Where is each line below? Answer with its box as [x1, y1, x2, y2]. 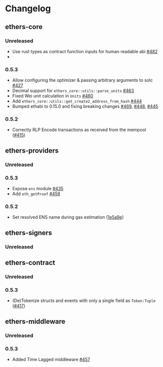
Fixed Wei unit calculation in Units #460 [12, 93, 93, 99]
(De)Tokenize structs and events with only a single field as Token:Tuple [12, 298, 156, 303]
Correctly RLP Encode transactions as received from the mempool [12, 127, 146, 133]
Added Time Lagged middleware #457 [12, 356, 90, 362]
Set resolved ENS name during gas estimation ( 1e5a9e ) [12, 214, 124, 220]
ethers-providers [5, 146, 59, 155]
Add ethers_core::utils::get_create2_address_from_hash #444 [12, 98, 142, 104]
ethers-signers [5, 229, 53, 237]
